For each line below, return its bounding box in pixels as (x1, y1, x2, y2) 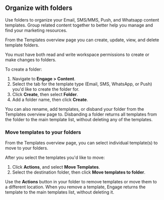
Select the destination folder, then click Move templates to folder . (12, 169, 146, 175)
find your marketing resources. (5, 27, 68, 33)
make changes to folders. (5, 56, 56, 63)
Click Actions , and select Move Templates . (12, 164, 100, 170)
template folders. (5, 42, 40, 48)
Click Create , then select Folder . (12, 91, 78, 97)
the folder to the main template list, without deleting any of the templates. (5, 116, 153, 122)
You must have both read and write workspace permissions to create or (5, 51, 150, 57)
